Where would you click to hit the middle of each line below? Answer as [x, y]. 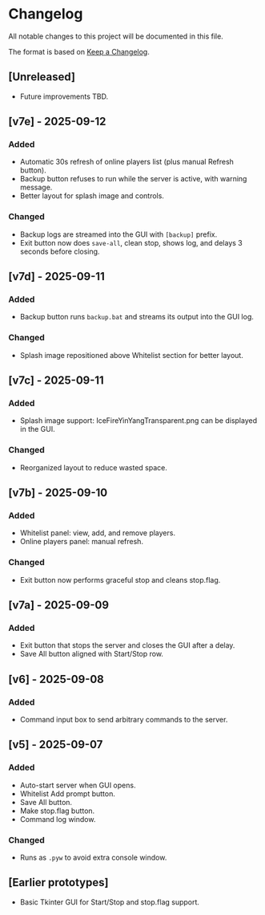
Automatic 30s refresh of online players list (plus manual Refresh [127, 162]
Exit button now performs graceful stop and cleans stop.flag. [120, 579]
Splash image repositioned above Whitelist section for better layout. [132, 355]
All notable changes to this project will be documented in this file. [116, 36]
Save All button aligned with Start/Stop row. [92, 654]
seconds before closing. [60, 251]
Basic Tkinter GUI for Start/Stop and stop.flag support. [110, 902]
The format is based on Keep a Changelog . [79, 51]
